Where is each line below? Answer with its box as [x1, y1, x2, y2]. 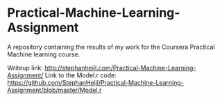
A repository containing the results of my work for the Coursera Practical [7, 42, 215, 51]
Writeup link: [7, 63, 44, 72]
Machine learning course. [7, 50, 80, 59]
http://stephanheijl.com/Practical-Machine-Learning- [44, 63, 196, 72]
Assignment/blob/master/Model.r [7, 86, 102, 94]
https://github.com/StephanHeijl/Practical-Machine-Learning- [7, 78, 184, 86]
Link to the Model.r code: [44, 71, 117, 79]
